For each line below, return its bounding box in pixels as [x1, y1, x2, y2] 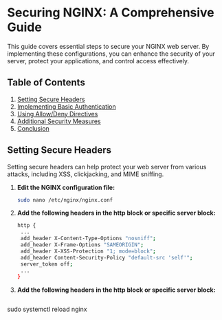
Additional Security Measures [16, 117, 101, 125]
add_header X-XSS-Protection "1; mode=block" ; [20, 248, 156, 255]
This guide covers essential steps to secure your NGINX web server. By [7, 42, 210, 50]
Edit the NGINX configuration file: [16, 183, 115, 191]
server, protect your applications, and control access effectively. [7, 56, 190, 65]
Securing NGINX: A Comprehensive [7, 5, 214, 21]
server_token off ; [20, 260, 74, 268]
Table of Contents [7, 77, 86, 89]
